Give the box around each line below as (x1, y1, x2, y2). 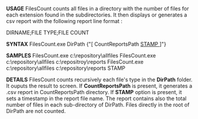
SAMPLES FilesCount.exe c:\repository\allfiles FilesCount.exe (6, 52, 156, 59)
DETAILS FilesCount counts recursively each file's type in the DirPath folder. (6, 76, 193, 83)
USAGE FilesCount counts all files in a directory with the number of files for (6, 5, 189, 12)
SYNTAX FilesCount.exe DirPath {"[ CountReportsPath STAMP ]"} (6, 41, 167, 47)
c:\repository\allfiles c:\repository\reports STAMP (6, 65, 126, 72)
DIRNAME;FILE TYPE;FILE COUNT (6, 29, 90, 36)
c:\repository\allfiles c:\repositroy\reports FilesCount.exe (6, 59, 144, 65)
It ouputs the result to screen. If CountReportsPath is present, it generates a (6, 82, 193, 89)
